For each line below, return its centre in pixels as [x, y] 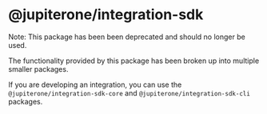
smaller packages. [38, 69]
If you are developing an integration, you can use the [95, 85]
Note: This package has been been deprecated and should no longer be [127, 37]
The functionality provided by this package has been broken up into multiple [134, 61]
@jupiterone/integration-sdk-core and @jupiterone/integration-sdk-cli [129, 92]
